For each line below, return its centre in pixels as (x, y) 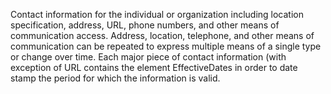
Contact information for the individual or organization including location (157, 14)
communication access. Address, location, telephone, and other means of (162, 35)
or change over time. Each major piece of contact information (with (148, 57)
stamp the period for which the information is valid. (115, 78)
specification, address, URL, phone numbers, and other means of (145, 25)
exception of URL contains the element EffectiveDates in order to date (154, 67)
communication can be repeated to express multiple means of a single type (166, 46)
